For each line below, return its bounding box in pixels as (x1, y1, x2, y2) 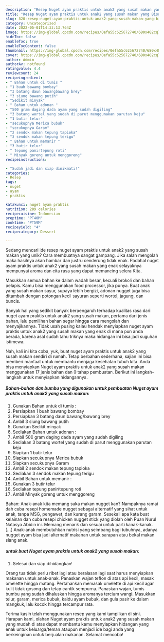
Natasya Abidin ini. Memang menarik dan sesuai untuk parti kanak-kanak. (5, 521, 153, 527)
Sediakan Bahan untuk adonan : (12, 429, 77, 435)
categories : (5, 171, 30, 176)
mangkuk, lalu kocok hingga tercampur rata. (5, 601, 94, 607)
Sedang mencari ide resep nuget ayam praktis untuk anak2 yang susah (5, 247, 148, 253)
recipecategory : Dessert (5, 229, 56, 234)
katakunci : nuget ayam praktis (5, 202, 69, 207)
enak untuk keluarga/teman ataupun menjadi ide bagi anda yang (5, 626, 134, 632)
